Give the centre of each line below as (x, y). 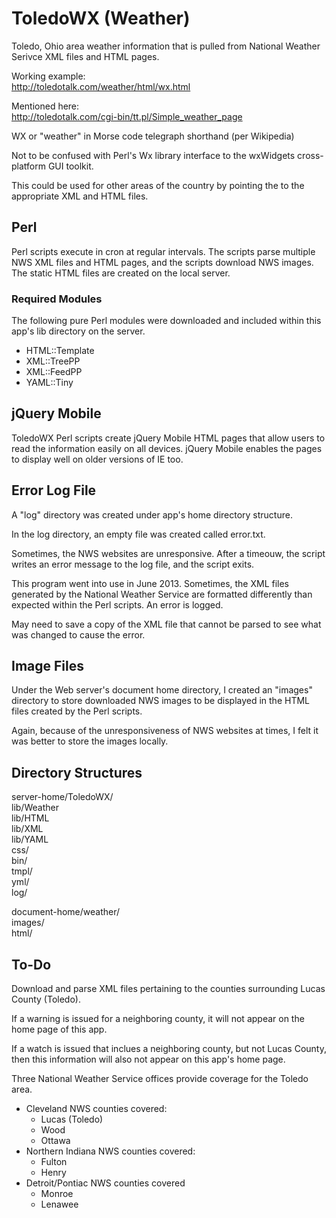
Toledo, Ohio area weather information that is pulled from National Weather (166, 46)
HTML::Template (60, 351)
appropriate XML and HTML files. (80, 196)
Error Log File (54, 490)
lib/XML (27, 829)
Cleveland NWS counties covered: (96, 1109)
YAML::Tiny (49, 383)
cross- (310, 155)
